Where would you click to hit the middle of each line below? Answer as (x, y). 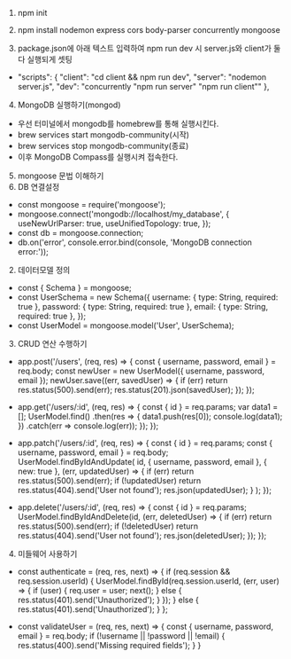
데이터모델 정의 (44, 270)
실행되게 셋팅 (50, 59)
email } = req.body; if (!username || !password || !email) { (121, 636)
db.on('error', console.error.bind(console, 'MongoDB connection (134, 242)
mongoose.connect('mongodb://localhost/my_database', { (123, 214)
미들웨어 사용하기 (47, 554)
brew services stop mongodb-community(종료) (103, 146)
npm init (32, 13)
